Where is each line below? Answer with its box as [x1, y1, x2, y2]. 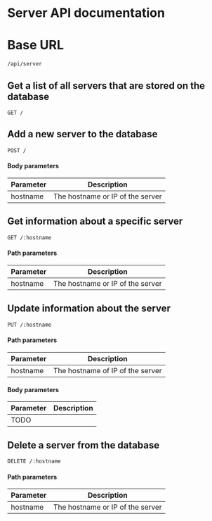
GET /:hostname [7, 234, 52, 241]
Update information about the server [7, 303, 171, 315]
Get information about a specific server [7, 215, 183, 227]
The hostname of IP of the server [53, 365, 162, 375]
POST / [7, 146, 27, 154]
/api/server [7, 61, 42, 68]
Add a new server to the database [7, 128, 158, 140]
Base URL [7, 37, 65, 54]
